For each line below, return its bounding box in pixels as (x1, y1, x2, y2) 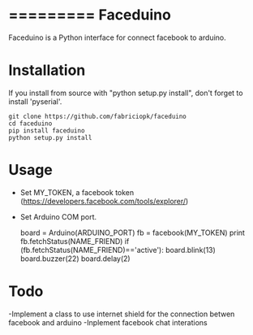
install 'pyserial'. (8, 96, 62, 107)
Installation (8, 61, 86, 80)
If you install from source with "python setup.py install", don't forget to (8, 88, 243, 98)
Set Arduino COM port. (19, 211, 97, 221)
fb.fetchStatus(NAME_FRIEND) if (19, 236, 130, 246)
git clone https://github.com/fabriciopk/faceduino (8, 112, 187, 120)
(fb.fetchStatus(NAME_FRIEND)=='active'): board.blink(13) (19, 245, 217, 255)
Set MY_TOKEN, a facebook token (19, 187, 135, 197)
